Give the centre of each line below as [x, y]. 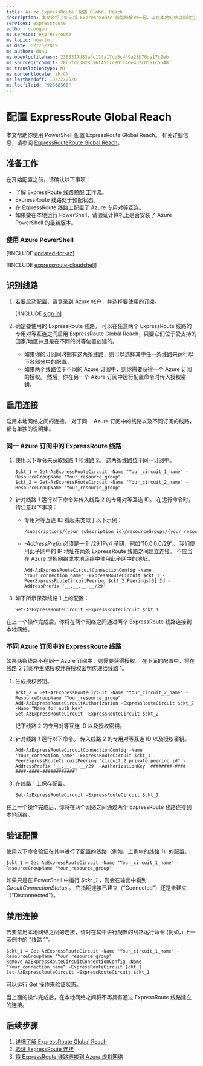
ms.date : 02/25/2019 [32, 46]
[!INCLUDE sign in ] [38, 313]
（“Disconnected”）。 [33, 896]
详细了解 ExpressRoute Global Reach [61, 1041]
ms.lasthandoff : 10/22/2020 [42, 79]
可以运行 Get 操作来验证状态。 [44, 984]
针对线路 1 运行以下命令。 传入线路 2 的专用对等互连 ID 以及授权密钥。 [102, 739]
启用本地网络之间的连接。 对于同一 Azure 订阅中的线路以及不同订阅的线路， [101, 421]
